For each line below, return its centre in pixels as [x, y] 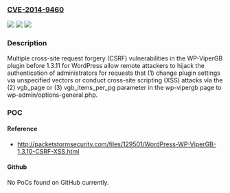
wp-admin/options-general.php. [53, 95]
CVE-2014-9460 [36, 10]
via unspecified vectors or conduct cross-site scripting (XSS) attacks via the [115, 80]
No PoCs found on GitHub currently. [58, 182]
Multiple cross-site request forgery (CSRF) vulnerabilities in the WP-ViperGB [115, 58]
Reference [22, 129]
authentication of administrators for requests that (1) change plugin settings [114, 73]
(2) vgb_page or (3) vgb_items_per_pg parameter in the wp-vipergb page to [114, 87]
